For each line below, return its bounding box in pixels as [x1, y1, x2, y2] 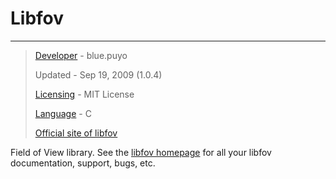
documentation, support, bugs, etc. [10, 157, 156, 169]
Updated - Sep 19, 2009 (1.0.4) [34, 68, 163, 81]
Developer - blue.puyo [34, 49, 128, 61]
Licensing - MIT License [34, 88, 135, 100]
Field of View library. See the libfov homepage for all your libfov [10, 146, 272, 158]
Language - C [34, 107, 92, 119]
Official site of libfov [34, 127, 118, 139]
